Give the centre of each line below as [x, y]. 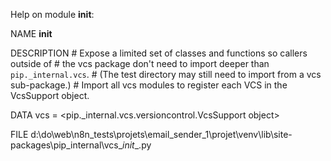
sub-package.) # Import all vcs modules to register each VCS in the [149, 85]
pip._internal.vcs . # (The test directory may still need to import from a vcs [166, 74]
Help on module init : [52, 14]
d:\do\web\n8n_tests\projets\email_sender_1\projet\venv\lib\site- [161, 134]
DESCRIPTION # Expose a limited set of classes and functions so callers [159, 53]
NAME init [31, 33]
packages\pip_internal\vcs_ [66, 145]
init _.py [137, 145]
